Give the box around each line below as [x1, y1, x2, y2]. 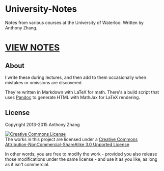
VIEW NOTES [5, 42, 60, 53]
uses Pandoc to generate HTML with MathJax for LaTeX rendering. [5, 94, 140, 100]
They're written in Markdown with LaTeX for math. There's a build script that [5, 89, 159, 95]
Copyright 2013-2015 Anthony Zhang [5, 122, 80, 127]
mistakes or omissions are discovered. [5, 79, 83, 85]
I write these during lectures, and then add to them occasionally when [5, 74, 146, 80]
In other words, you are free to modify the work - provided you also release [5, 151, 157, 157]
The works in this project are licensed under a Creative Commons [5, 136, 138, 142]
